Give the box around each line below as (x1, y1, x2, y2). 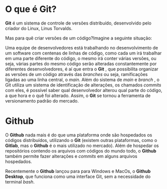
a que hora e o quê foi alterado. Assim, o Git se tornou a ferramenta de (5, 92, 151, 98)
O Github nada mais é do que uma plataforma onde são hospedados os (5, 131, 153, 138)
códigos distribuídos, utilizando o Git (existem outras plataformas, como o (5, 137, 158, 143)
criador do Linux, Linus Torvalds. (5, 25, 73, 31)
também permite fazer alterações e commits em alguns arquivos (5, 153, 138, 159)
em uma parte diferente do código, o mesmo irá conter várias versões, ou (5, 55, 157, 61)
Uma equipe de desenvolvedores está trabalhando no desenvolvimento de (5, 44, 159, 50)
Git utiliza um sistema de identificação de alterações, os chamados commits (5, 81, 162, 88)
